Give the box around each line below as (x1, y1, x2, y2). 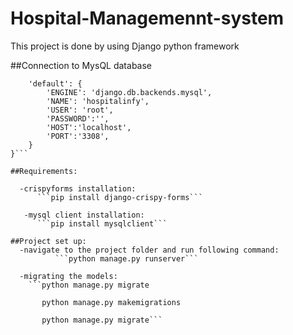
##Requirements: (10, 166, 78, 176)
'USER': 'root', (46, 105, 114, 115)
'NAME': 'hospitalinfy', (46, 96, 150, 106)
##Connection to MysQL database (10, 59, 153, 71)
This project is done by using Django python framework (10, 40, 240, 52)
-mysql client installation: (23, 210, 145, 220)
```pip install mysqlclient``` (36, 218, 168, 229)
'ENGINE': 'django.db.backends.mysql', (46, 87, 213, 97)
